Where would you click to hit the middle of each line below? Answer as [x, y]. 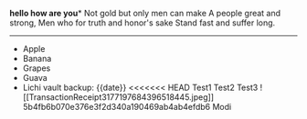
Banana [37, 59]
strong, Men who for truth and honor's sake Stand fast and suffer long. [143, 23]
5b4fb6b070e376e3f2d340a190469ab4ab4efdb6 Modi [127, 107]
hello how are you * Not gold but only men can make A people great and [145, 13]
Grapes [37, 68]
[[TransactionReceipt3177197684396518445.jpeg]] [118, 97]
